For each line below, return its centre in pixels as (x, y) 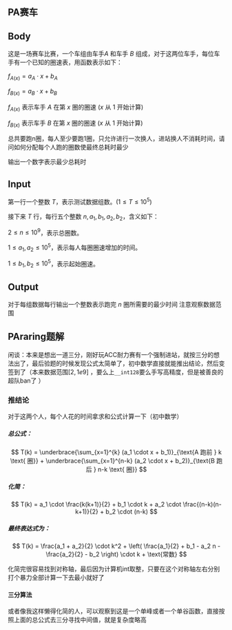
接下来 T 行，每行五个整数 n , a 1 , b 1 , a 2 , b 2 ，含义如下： (83, 217)
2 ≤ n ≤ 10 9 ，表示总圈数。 (45, 232)
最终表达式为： (29, 528)
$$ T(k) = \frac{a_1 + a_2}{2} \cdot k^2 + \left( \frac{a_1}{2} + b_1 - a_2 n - (116, 546)
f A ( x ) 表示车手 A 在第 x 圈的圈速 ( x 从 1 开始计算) (76, 108)
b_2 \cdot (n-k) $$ (131, 511)
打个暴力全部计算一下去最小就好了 (56, 578)
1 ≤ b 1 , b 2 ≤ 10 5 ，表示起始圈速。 (53, 264)
